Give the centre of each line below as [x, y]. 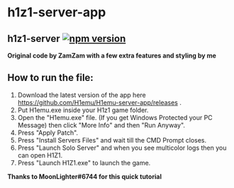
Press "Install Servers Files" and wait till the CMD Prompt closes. [112, 140]
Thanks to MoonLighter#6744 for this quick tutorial [84, 176]
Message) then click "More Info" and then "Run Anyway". [101, 125]
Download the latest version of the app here [82, 95]
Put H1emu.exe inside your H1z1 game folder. [83, 110]
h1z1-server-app [57, 12]
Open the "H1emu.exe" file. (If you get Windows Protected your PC [115, 117]
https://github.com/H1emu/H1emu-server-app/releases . [100, 102]
